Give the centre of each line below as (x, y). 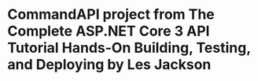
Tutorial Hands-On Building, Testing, (129, 48)
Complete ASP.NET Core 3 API (109, 31)
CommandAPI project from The (111, 15)
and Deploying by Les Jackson (109, 65)
